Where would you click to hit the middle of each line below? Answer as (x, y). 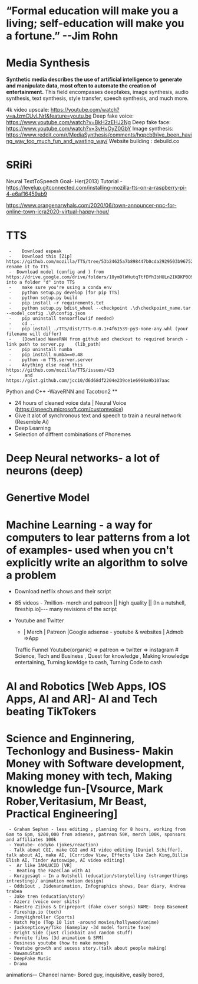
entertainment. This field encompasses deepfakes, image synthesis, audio (97, 92)
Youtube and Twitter (39, 621)
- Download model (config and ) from (56, 272)
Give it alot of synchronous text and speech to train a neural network (98, 415)
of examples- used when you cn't (90, 550)
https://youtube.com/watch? (85, 110)
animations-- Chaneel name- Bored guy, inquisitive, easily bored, (85, 975)
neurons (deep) (45, 471)
